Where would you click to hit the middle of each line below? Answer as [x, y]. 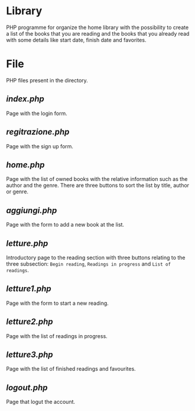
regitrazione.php [38, 132]
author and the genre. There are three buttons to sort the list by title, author [98, 186]
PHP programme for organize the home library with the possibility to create [97, 27]
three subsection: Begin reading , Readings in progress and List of [89, 264]
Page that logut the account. [41, 402]
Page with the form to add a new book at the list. [65, 225]
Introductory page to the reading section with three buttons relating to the [96, 257]
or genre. [17, 192]
